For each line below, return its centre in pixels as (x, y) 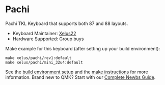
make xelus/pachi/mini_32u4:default (44, 62)
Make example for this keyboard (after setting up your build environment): (83, 48)
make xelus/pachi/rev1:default (38, 58)
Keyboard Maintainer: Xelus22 (44, 33)
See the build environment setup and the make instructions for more (77, 72)
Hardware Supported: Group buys (48, 39)
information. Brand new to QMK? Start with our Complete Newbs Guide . (80, 77)
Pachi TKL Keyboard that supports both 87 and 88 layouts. (67, 23)
